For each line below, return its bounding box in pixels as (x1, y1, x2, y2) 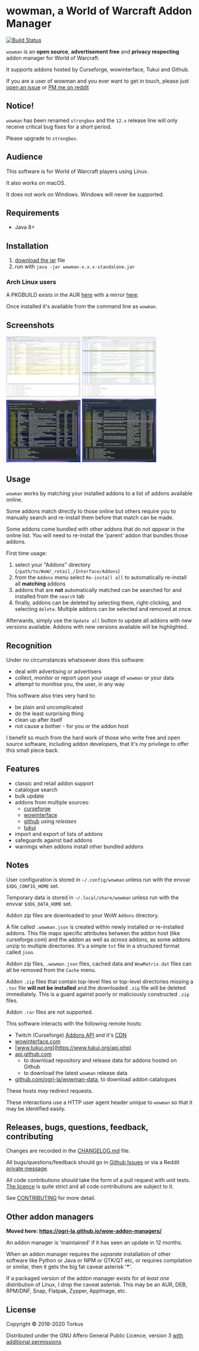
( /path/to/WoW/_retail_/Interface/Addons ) (14, 568, 121, 575)
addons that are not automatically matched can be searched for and (14, 587, 182, 594)
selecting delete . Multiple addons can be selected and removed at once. (14, 606, 192, 613)
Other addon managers (6, 1212, 94, 1222)
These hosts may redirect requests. (6, 1087, 93, 1094)
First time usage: (6, 550, 48, 557)
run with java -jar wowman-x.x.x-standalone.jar (14, 263, 135, 270)
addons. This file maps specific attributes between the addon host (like (6, 929, 180, 936)
